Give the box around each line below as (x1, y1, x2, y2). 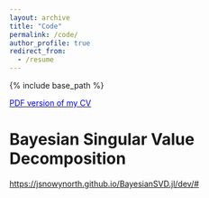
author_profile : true (9, 38, 91, 48)
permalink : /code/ (9, 30, 78, 39)
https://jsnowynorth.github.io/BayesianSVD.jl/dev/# (9, 178, 200, 189)
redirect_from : (9, 47, 67, 56)
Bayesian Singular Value (9, 129, 195, 150)
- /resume (17, 55, 54, 64)
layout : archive (9, 13, 70, 23)
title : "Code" (9, 22, 63, 31)
